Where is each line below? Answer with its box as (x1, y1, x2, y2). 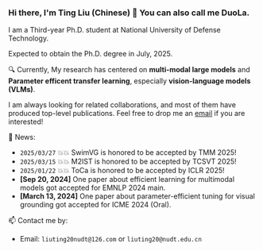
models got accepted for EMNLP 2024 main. (19, 183, 166, 193)
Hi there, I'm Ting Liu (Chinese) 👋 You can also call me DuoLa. (8, 7, 250, 18)
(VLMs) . (8, 85, 36, 95)
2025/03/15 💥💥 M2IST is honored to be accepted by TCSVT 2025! (19, 156, 237, 166)
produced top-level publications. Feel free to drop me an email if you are (8, 109, 246, 118)
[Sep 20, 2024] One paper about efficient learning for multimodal (19, 175, 235, 184)
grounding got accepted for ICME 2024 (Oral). (19, 200, 172, 210)
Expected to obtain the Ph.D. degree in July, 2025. (8, 49, 173, 59)
